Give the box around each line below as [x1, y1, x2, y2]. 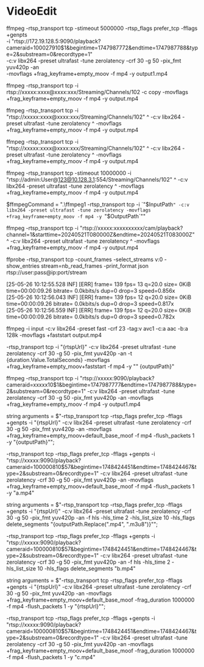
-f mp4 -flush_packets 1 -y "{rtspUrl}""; [6, 602, 105, 610]
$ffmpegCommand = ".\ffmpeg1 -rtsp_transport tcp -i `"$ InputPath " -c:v [6, 201, 190, 208]
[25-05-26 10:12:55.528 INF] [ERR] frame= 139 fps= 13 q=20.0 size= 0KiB [6, 280, 191, 288]
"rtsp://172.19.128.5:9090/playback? [11, 37, 101, 45]
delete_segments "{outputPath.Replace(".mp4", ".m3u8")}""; [6, 520, 158, 528]
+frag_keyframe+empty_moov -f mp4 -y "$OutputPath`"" [6, 212, 146, 219]
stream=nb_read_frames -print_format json [40, 262, 149, 270]
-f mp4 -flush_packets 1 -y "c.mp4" [6, 653, 96, 661]
